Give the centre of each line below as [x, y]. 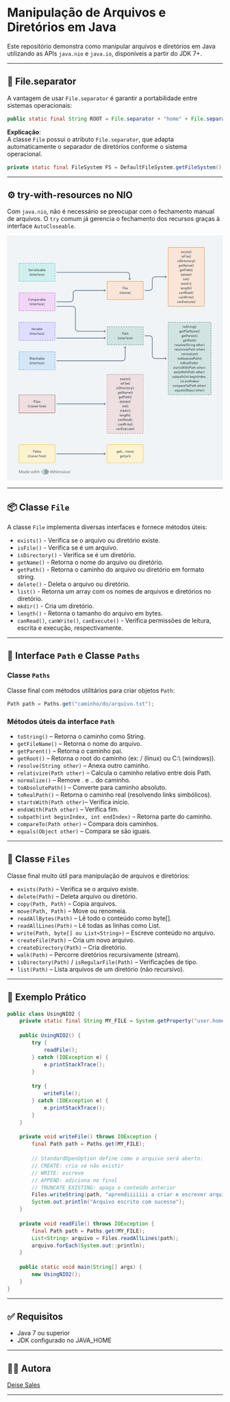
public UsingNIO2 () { [50, 1036]
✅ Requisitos [35, 1317]
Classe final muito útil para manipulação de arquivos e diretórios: [99, 876]
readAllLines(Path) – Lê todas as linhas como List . [89, 925]
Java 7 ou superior [43, 1333]
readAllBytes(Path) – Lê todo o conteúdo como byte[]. [94, 918]
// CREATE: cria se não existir [78, 1166]
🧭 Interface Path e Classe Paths [74, 656]
